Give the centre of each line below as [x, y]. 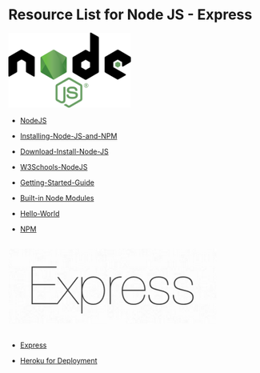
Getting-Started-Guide [57, 182]
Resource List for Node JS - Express [130, 15]
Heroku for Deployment [58, 360]
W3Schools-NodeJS [54, 166]
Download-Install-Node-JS [64, 151]
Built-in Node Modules [57, 198]
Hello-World [40, 213]
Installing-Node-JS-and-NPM [68, 136]
